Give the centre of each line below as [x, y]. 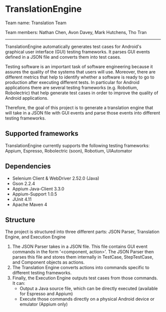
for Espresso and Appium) [46, 294]
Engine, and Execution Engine [35, 237]
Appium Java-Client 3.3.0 [38, 189]
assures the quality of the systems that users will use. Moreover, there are [80, 72]
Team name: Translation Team [36, 23]
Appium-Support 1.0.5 [35, 194]
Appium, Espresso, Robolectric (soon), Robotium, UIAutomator [69, 151]
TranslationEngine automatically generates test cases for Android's [73, 46]
